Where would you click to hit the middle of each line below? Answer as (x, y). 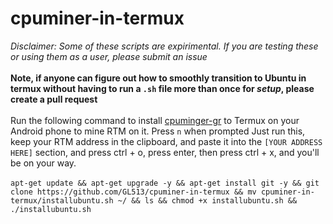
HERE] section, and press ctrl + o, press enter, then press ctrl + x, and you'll (165, 152)
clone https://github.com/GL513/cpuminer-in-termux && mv (133, 192)
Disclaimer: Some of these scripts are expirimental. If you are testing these (164, 46)
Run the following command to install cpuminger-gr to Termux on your (155, 120)
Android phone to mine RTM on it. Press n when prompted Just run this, (158, 131)
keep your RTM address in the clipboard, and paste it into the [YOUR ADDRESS (166, 141)
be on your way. (43, 163)
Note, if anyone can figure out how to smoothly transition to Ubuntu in (158, 78)
